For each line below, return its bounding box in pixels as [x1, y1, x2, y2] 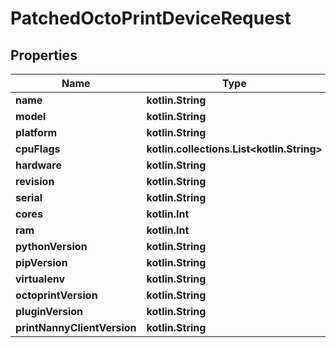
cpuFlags [15, 142, 61, 156]
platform [15, 126, 58, 139]
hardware [15, 158, 62, 172]
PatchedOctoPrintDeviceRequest [10, 7, 292, 30]
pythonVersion [15, 240, 88, 253]
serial [15, 191, 43, 204]
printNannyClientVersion [15, 321, 137, 334]
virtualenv [15, 272, 66, 286]
